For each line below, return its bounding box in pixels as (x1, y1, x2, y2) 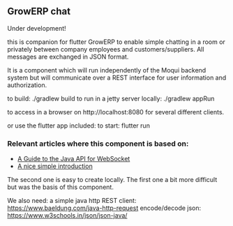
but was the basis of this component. (7, 183, 114, 191)
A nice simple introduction (17, 162, 93, 170)
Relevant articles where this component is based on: (7, 139, 189, 149)
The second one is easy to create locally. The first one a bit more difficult (7, 176, 218, 184)
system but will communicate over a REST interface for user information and (7, 73, 227, 82)
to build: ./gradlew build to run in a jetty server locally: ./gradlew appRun (7, 94, 215, 103)
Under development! (7, 24, 66, 32)
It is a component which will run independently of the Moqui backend (7, 66, 206, 74)
